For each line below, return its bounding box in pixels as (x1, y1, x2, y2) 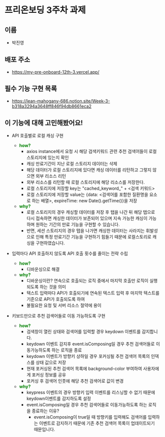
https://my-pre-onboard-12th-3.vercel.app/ (11, 69, 99, 75)
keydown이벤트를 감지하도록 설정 (26, 396, 92, 401)
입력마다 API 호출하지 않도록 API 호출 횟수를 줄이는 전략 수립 (11, 250, 129, 257)
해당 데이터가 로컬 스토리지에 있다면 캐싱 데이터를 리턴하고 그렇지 (26, 167, 152, 173)
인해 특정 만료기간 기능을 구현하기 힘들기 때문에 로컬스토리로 (35, 234, 152, 240)
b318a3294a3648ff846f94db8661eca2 (11, 103, 92, 109)
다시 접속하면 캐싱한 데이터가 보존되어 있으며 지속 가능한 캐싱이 (26, 215, 148, 221)
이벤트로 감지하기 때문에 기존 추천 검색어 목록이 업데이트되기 (39, 420, 155, 426)
